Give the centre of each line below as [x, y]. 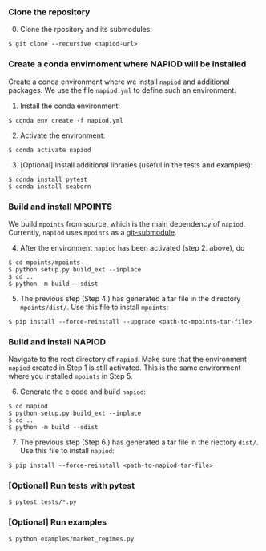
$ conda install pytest [48, 179]
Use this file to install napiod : [67, 451]
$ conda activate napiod [50, 150]
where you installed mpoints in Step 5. [71, 376]
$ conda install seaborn [50, 187]
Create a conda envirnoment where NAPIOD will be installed [127, 64]
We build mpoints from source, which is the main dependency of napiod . [127, 223]
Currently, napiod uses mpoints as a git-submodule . [93, 232]
